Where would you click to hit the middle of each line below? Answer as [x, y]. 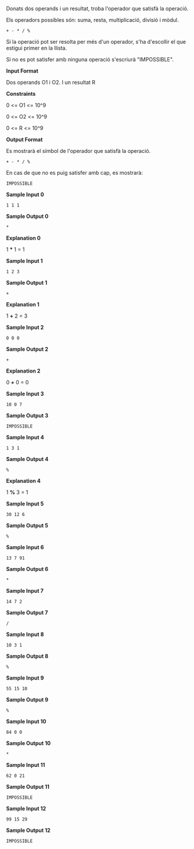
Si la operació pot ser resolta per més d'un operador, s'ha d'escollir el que [96, 42]
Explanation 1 [23, 304]
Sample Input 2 [25, 327]
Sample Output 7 [27, 613]
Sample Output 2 [27, 349]
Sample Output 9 [27, 700]
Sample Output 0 [27, 216]
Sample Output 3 [27, 415]
